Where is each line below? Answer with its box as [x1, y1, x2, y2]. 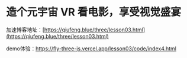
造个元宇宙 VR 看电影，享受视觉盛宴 [6, 5, 182, 19]
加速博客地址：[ [6, 26, 45, 33]
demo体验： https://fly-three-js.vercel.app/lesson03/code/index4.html [6, 45, 176, 52]
